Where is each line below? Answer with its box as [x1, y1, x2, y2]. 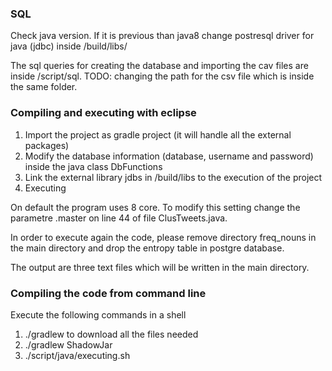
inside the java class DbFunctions [24, 160, 163, 172]
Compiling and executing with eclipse [10, 106, 197, 120]
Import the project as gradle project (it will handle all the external [24, 128, 292, 141]
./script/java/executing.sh [24, 349, 131, 361]
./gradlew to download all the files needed [24, 328, 199, 340]
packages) [24, 139, 70, 151]
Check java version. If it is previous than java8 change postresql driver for [10, 30, 315, 42]
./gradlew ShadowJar [24, 338, 113, 351]
